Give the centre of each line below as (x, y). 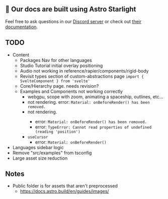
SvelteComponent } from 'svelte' (55, 81)
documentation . (22, 27)
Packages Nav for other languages (56, 60)
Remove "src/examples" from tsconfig (52, 153)
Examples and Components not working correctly (71, 91)
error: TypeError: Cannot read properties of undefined (93, 127)
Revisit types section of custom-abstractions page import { (82, 76)
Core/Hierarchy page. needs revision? (59, 86)
